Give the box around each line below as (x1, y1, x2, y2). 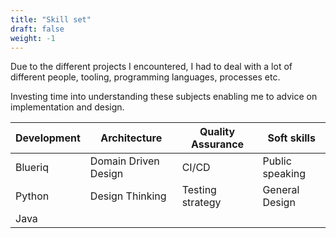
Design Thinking (89, 189, 167, 203)
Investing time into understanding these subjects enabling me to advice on (10, 91, 318, 103)
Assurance (190, 137, 245, 151)
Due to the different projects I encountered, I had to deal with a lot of (10, 61, 293, 73)
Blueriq (15, 161, 49, 175)
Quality (199, 125, 236, 139)
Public (262, 154, 292, 168)
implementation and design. (10, 101, 125, 113)
